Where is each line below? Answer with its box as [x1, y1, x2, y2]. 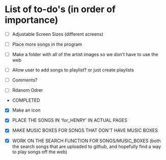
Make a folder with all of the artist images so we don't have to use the [12, 52, 158, 58]
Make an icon [12, 107, 41, 113]
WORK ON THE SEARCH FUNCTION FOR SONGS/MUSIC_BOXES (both [12, 138, 161, 144]
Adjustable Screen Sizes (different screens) [12, 31, 104, 37]
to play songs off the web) [12, 148, 67, 155]
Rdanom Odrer [12, 87, 43, 93]
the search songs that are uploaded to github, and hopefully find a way [12, 143, 161, 149]
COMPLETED [12, 97, 40, 103]
